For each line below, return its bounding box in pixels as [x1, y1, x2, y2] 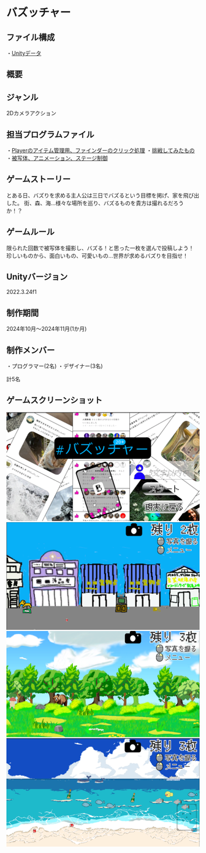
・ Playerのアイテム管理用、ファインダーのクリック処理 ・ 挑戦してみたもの [6, 147, 195, 154]
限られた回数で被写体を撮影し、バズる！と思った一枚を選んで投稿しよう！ [6, 244, 194, 252]
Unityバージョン [6, 272, 68, 282]
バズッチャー [6, 6, 71, 20]
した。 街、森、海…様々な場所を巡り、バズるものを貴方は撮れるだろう [6, 199, 184, 207]
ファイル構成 [6, 32, 55, 42]
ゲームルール [6, 227, 55, 237]
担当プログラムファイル [6, 129, 95, 140]
